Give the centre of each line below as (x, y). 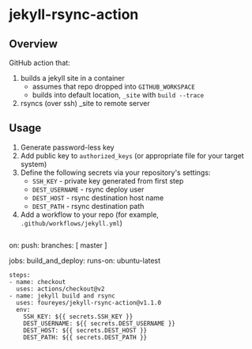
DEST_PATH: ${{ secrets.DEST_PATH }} (85, 337)
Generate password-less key (67, 147)
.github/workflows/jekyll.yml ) (71, 222)
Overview (34, 44)
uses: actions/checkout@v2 (60, 289)
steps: (20, 275)
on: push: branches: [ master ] (58, 245)
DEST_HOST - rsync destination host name (98, 197)
